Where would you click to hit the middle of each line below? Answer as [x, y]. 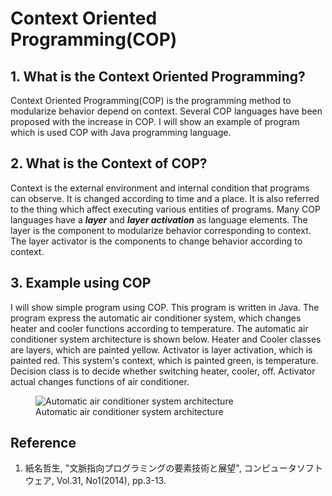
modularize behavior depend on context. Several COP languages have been [166, 111]
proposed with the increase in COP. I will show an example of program [155, 121]
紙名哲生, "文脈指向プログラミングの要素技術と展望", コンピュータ [160, 468]
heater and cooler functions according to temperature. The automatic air [159, 328]
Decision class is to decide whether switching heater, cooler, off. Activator [163, 371]
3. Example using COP [81, 283]
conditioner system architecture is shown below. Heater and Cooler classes [166, 339]
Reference [43, 443]
